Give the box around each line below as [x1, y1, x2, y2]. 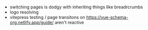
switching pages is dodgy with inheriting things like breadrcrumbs [9, 4, 143, 10]
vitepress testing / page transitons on [9, 15, 86, 20]
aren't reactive [54, 19, 84, 25]
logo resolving [9, 9, 39, 15]
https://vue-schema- [86, 15, 128, 20]
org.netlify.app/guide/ [9, 19, 54, 25]
